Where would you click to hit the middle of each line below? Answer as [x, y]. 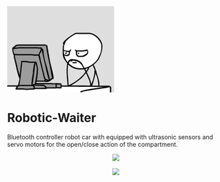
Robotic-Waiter [52, 118]
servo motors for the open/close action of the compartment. [92, 144]
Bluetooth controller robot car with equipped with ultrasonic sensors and [110, 136]
